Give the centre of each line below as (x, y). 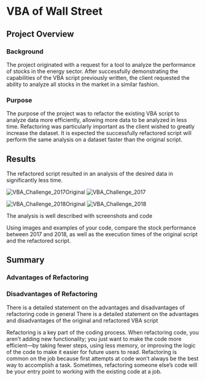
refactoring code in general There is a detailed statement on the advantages (102, 314)
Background (25, 52)
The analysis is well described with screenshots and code (79, 215)
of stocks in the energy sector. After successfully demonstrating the (92, 71)
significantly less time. (35, 180)
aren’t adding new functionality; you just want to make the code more (94, 339)
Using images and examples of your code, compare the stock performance (101, 228)
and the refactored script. (39, 241)
